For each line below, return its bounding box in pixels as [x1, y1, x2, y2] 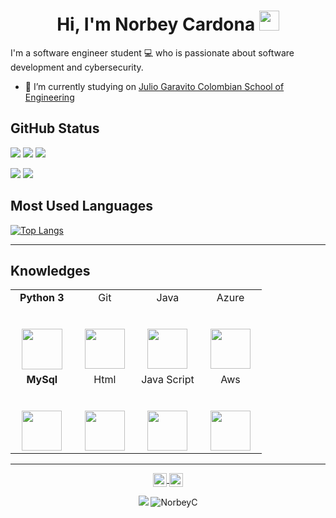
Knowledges [10, 262, 91, 279]
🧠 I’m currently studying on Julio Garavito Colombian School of [24, 80, 285, 92]
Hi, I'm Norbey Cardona [56, 13, 256, 36]
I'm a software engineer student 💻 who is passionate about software [10, 46, 295, 59]
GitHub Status [10, 120, 100, 137]
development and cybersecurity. [10, 61, 144, 73]
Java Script [141, 373, 195, 387]
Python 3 [19, 291, 65, 305]
